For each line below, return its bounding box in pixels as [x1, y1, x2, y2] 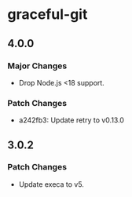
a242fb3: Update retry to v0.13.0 [18, 115, 125, 125]
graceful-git [7, 5, 88, 24]
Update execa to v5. [18, 179, 84, 189]
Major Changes [7, 60, 68, 71]
